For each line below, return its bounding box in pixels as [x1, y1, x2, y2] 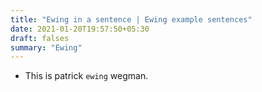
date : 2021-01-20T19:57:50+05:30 [10, 24, 150, 34]
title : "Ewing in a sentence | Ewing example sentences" [10, 14, 253, 25]
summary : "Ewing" [10, 42, 83, 53]
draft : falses [10, 33, 70, 43]
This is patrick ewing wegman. [24, 70, 149, 82]
